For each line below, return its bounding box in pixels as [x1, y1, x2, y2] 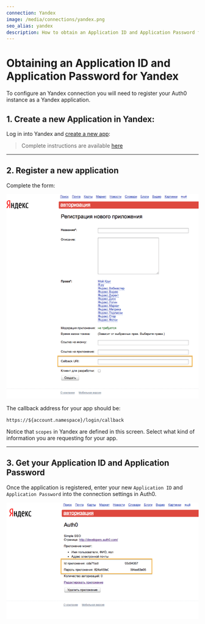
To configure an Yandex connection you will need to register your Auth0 [6, 89, 187, 97]
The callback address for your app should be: [6, 404, 121, 412]
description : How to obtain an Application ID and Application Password [6, 29, 195, 36]
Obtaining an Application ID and [6, 56, 171, 70]
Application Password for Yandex [6, 69, 179, 83]
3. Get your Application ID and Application [6, 458, 170, 468]
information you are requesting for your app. [6, 434, 118, 442]
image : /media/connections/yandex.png [6, 16, 105, 23]
